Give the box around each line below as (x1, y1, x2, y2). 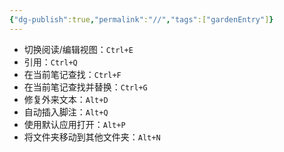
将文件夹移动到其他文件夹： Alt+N (23, 131, 161, 143)
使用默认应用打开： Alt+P (23, 118, 126, 130)
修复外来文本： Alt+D (23, 93, 109, 105)
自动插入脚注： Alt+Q (23, 106, 109, 118)
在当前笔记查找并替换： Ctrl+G (23, 81, 148, 93)
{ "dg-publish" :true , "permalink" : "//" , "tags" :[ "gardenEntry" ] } (9, 14, 274, 25)
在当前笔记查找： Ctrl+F (23, 68, 122, 80)
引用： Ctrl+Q (23, 56, 78, 68)
